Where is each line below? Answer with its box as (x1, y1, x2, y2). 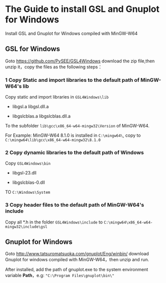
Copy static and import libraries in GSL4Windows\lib (5, 94, 109, 100)
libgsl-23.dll (12, 170, 37, 176)
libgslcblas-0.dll (12, 179, 46, 185)
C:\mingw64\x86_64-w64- (104, 220, 153, 225)
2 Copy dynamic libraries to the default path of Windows (5, 149, 144, 156)
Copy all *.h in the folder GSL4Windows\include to (5, 219, 103, 225)
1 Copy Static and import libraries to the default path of (5, 76, 140, 83)
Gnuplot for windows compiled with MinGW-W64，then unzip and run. (5, 257, 150, 263)
